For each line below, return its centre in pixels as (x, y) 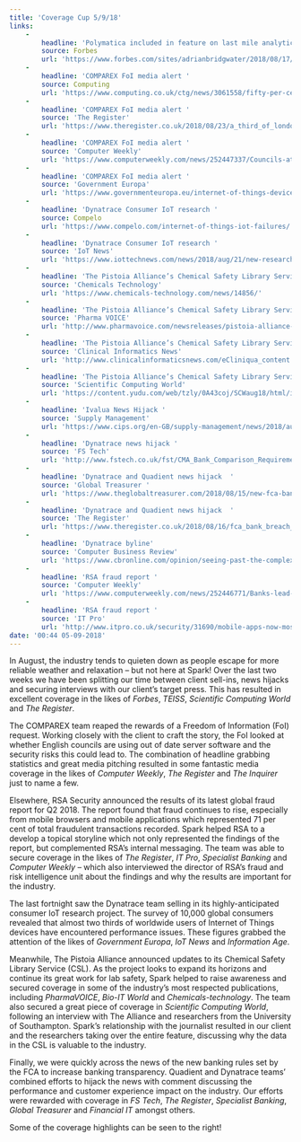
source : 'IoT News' (78, 251)
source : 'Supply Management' (96, 418)
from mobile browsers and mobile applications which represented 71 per (142, 820)
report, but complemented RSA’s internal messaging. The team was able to (147, 848)
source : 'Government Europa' (96, 185)
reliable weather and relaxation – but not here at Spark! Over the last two (143, 671)
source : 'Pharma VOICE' (86, 318)
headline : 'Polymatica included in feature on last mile (150, 43)
